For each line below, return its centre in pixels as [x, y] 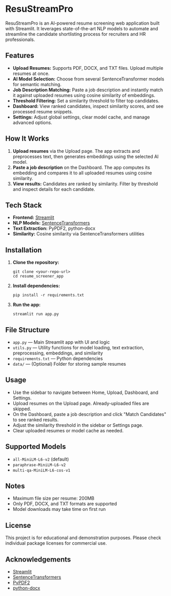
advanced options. [32, 122]
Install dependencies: [36, 286]
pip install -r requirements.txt [48, 295]
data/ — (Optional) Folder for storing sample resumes [69, 364]
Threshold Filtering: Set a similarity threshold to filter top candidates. [86, 101]
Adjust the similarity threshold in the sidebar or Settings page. [78, 425]
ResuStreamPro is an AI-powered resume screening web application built [82, 23]
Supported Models [36, 447]
